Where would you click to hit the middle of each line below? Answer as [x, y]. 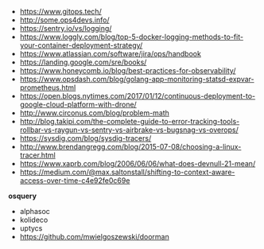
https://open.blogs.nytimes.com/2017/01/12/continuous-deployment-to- [138, 96]
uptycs [31, 228]
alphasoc [35, 211]
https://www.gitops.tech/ [60, 12]
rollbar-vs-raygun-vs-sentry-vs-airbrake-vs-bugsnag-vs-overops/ [129, 130]
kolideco [34, 220]
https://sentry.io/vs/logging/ [66, 28]
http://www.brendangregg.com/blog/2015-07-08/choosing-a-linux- [130, 147]
